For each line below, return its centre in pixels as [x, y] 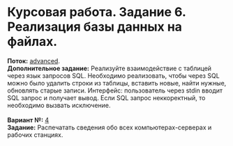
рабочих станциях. [35, 135]
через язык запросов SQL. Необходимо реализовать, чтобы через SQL [113, 75]
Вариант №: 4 [28, 120]
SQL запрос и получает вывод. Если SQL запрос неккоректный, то [106, 97]
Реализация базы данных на [95, 27]
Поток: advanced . [34, 60]
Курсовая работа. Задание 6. [97, 12]
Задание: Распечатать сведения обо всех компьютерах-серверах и [110, 127]
